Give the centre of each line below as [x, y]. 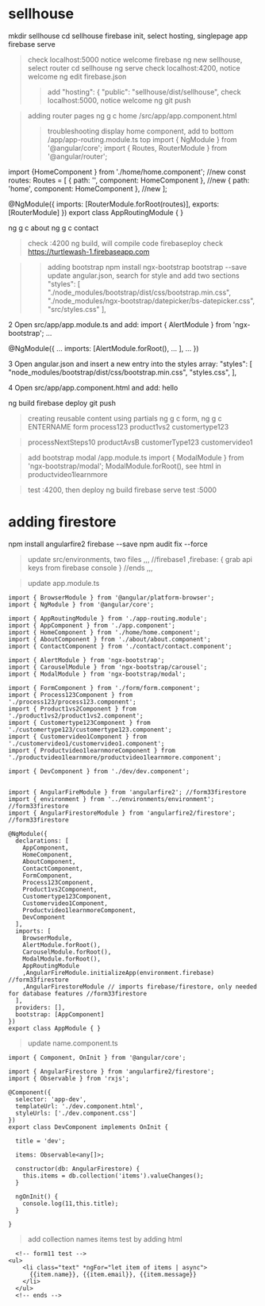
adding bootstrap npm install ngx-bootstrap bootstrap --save [147, 267]
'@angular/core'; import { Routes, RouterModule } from [137, 148]
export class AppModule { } [55, 1028]
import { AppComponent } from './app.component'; [92, 625]
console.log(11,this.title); [71, 1204]
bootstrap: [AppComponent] [60, 1014]
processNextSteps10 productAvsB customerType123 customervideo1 [140, 442]
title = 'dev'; [40, 1141]
